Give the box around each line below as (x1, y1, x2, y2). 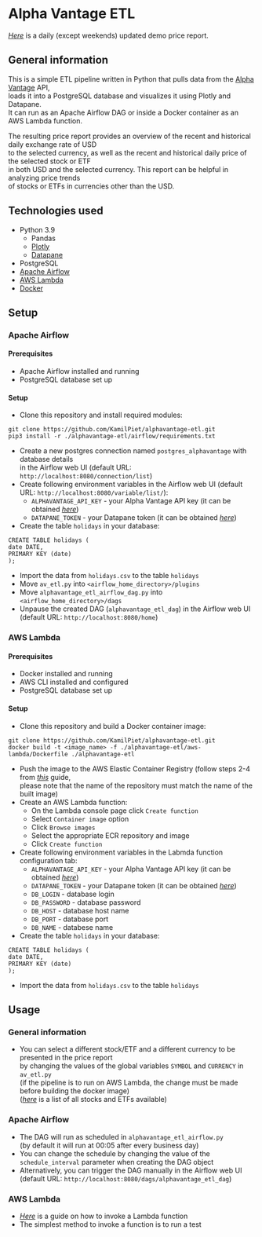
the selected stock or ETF (8, 156, 92, 166)
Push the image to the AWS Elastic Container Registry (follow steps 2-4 (19, 763, 251, 774)
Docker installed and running (19, 669, 114, 679)
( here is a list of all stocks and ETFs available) (19, 1095, 167, 1104)
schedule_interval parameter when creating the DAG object (19, 1157, 214, 1166)
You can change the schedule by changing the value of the (19, 1148, 210, 1158)
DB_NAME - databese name (31, 922, 114, 931)
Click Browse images (31, 822, 96, 832)
